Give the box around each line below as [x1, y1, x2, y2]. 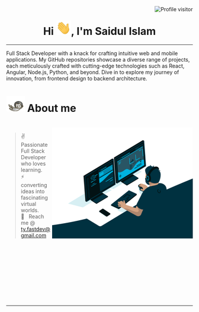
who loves [20, 160, 46, 168]
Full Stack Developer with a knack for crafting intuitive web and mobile [6, 50, 178, 57]
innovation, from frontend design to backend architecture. [6, 75, 147, 82]
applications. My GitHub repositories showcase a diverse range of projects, [6, 56, 190, 63]
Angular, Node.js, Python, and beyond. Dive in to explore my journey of [6, 68, 179, 76]
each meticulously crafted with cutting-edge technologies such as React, [6, 62, 185, 69]
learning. [20, 166, 43, 173]
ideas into [20, 188, 45, 195]
